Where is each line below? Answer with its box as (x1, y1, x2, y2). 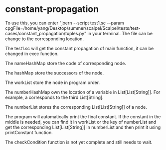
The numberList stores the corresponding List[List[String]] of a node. (5, 104, 147, 110)
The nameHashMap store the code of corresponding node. (5, 60, 126, 66)
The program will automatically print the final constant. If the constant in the (5, 113, 161, 120)
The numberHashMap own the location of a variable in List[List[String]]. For (5, 89, 161, 95)
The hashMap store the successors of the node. (5, 70, 104, 75)
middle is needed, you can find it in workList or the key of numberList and (5, 119, 157, 125)
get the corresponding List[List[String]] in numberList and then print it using (5, 124, 161, 130)
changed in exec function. (5, 51, 59, 57)
